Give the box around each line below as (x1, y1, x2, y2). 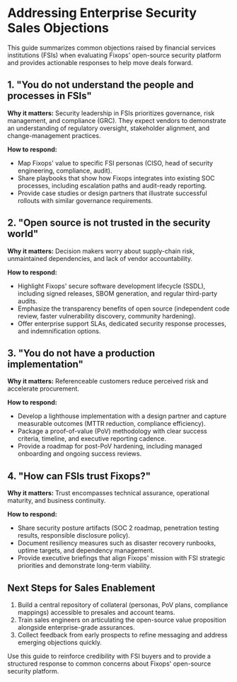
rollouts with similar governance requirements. (17, 196, 154, 204)
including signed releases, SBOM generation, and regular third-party (17, 289, 218, 298)
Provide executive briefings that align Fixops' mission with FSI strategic (17, 554, 226, 562)
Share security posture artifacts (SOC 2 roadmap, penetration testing (17, 524, 219, 532)
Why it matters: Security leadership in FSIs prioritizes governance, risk (7, 108, 215, 117)
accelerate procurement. (7, 384, 80, 393)
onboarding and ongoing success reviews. (17, 449, 142, 458)
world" (7, 228, 39, 240)
